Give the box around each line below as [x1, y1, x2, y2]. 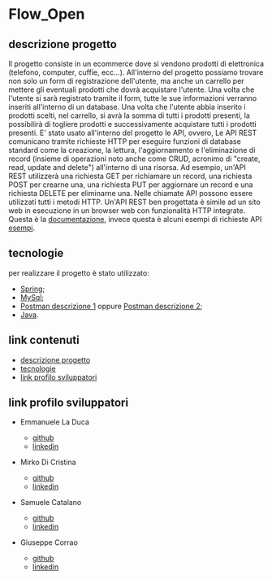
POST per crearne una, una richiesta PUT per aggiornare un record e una [8, 180, 253, 189]
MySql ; [19, 292, 45, 302]
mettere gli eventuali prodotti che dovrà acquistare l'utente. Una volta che [8, 85, 255, 94]
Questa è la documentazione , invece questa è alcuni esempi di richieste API [8, 215, 262, 224]
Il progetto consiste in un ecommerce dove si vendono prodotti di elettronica [8, 59, 265, 68]
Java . [19, 310, 39, 320]
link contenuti [8, 333, 80, 347]
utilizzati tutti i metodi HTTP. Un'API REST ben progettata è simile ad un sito [8, 197, 261, 207]
